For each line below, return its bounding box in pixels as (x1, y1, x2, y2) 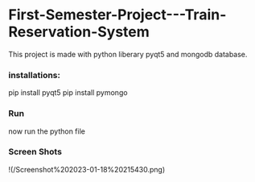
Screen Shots (8, 147, 63, 158)
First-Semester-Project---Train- (8, 6, 227, 24)
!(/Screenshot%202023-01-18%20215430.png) (8, 164, 166, 174)
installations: (8, 69, 60, 81)
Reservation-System (8, 23, 150, 41)
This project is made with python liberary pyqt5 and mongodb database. (8, 49, 248, 59)
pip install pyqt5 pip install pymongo (8, 88, 128, 97)
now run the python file (8, 126, 86, 136)
